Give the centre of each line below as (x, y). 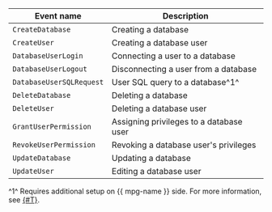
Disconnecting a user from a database (185, 69)
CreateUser (33, 42)
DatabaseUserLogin (48, 56)
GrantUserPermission (52, 127)
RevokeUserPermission (54, 145)
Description (185, 16)
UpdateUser (33, 171)
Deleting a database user (159, 108)
